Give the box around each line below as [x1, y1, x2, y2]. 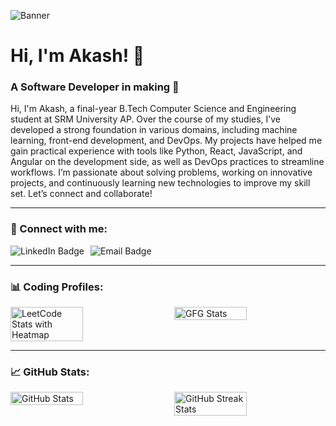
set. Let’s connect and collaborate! [10, 188, 153, 200]
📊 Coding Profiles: [10, 280, 104, 294]
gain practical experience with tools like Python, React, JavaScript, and [10, 145, 303, 157]
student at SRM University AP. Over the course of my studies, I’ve [10, 113, 281, 125]
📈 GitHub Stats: [10, 365, 90, 379]
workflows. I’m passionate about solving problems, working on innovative [10, 166, 313, 179]
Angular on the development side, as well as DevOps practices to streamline [10, 156, 325, 168]
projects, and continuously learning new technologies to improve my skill [10, 177, 311, 189]
